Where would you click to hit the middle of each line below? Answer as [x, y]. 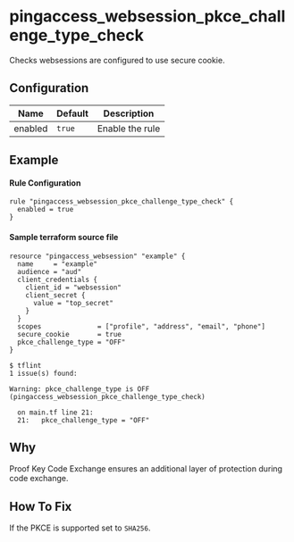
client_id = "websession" [74, 288]
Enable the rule [129, 129]
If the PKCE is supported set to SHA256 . [80, 528]
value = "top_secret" [73, 303]
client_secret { [56, 295]
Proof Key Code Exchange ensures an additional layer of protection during [146, 469]
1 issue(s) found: [43, 373]
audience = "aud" [50, 271]
